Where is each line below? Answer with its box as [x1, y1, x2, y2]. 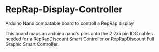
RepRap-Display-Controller [5, 4, 123, 15]
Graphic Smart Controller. [5, 41, 59, 47]
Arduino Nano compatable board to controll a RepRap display [5, 20, 134, 27]
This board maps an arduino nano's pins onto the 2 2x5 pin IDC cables [5, 30, 153, 36]
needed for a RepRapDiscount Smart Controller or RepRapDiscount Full [5, 36, 154, 42]
